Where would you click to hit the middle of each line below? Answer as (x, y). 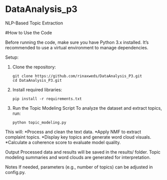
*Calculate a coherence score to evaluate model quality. (63, 142)
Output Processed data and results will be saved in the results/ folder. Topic (83, 152)
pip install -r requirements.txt (47, 99)
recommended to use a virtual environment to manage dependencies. (77, 47)
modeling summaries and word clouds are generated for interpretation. (78, 157)
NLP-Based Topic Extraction (34, 23)
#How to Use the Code (29, 32)
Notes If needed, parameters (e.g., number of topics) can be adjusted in (79, 167)
